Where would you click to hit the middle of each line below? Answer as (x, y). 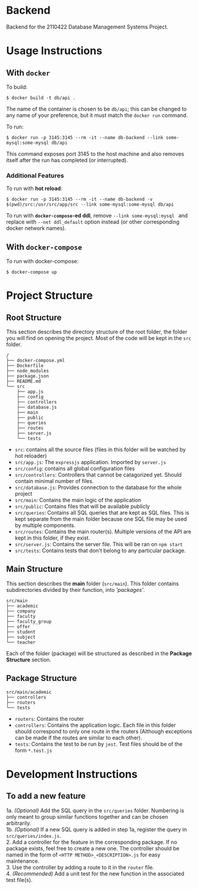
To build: (17, 87)
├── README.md (24, 382)
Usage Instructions (54, 51)
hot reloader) (31, 456)
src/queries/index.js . (34, 836)
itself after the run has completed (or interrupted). (67, 160)
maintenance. (23, 861)
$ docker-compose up (32, 272)
